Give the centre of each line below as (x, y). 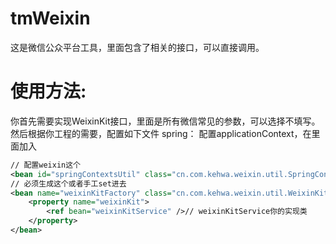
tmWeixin (50, 18)
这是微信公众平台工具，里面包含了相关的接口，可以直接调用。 (137, 47)
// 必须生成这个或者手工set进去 (68, 183)
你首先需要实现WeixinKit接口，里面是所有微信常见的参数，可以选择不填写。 (165, 121)
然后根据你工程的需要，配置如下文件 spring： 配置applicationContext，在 (161, 133)
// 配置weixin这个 (45, 165)
